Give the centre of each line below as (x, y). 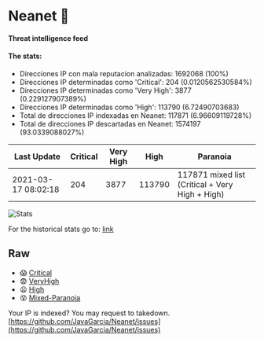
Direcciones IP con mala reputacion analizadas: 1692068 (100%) (124, 73)
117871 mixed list (211, 175)
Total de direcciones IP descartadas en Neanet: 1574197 (110, 123)
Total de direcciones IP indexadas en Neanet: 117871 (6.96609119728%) (136, 115)
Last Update (38, 156)
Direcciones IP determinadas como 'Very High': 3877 (105, 90)
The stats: (25, 56)
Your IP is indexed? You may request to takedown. (89, 313)
